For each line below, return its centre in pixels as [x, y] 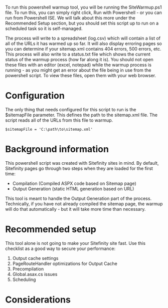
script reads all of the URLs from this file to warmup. [59, 120]
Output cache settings [35, 258]
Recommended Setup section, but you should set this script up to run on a [82, 23]
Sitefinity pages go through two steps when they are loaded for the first [79, 168]
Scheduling [24, 279]
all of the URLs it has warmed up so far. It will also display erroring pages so [83, 44]
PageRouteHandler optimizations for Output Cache [65, 263]
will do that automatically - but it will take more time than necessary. [75, 209]
